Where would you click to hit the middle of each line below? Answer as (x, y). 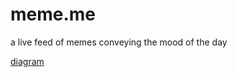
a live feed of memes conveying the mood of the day (119, 42)
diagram (27, 61)
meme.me (53, 14)
